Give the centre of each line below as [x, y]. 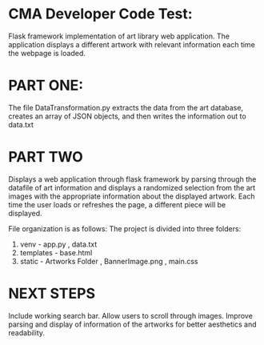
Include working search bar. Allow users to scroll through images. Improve [131, 315]
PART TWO [46, 157]
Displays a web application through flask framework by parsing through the [132, 179]
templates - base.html [56, 252]
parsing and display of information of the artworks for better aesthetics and [133, 324]
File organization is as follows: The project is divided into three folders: [125, 228]
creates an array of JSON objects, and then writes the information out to [127, 116]
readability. [27, 332]
